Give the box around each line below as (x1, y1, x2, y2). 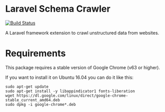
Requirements (5, 48, 66, 59)
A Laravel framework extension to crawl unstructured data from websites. (5, 30, 159, 36)
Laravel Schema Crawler (5, 3, 111, 15)
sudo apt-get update (5, 84, 49, 89)
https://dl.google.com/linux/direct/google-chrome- (16, 93, 128, 98)
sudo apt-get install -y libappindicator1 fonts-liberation (5, 89, 136, 94)
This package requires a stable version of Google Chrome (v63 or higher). (5, 64, 160, 70)
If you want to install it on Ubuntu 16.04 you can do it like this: (5, 74, 134, 80)
